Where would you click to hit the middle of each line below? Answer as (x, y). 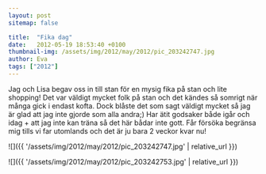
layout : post (30, 15)
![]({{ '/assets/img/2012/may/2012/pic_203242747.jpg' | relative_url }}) (123, 146)
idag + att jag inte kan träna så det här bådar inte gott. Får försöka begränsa (132, 123)
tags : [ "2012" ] (33, 67)
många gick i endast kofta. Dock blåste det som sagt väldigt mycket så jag (129, 106)
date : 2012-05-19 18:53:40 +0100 (67, 44)
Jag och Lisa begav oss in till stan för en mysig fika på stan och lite (118, 89)
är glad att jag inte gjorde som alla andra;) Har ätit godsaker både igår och (129, 114)
